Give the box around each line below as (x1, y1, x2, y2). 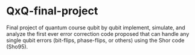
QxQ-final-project (6, 4, 98, 18)
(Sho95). (6, 43, 28, 50)
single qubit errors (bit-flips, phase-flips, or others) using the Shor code (6, 36, 185, 44)
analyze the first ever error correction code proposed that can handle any (6, 30, 190, 37)
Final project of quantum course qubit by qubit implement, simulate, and (6, 24, 185, 31)
